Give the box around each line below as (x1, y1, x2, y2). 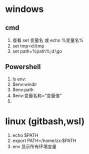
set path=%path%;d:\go (12, 48, 62, 54)
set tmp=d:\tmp (12, 43, 44, 48)
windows (5, 3, 44, 15)
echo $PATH (12, 132, 38, 138)
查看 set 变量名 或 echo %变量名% (12, 37, 83, 43)
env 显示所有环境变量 (12, 143, 56, 149)
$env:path (12, 86, 34, 92)
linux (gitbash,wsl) (5, 116, 85, 127)
